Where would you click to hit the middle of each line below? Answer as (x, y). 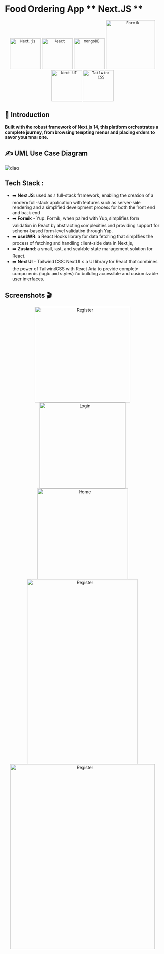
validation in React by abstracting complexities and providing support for (86, 226)
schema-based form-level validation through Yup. (63, 231)
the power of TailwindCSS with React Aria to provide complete (75, 269)
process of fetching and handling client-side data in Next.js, (73, 243)
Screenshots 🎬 (28, 295)
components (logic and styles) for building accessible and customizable (85, 274)
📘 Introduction (27, 115)
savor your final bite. (27, 137)
